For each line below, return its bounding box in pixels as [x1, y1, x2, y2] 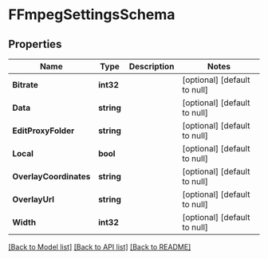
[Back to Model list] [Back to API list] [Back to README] [8, 242, 191, 252]
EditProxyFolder [12, 125, 75, 136]
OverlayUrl [12, 194, 54, 205]
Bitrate [12, 80, 38, 90]
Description [128, 61, 175, 72]
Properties [8, 37, 62, 51]
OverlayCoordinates [12, 171, 91, 182]
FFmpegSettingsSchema [8, 6, 175, 24]
